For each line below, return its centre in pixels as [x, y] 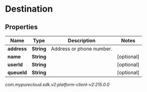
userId [15, 64]
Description [82, 41]
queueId [17, 73]
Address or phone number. [82, 49]
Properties [21, 27]
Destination [29, 9]
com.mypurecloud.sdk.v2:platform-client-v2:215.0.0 [57, 84]
